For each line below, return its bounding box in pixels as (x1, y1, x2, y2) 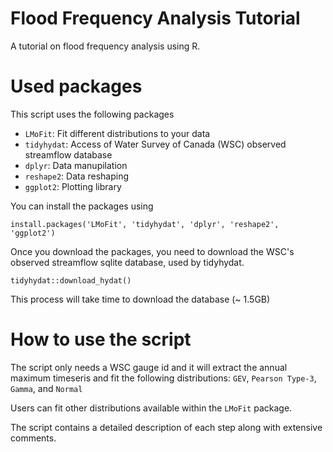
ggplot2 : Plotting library (24, 180, 122, 192)
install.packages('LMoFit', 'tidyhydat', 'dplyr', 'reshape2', (10, 219, 280, 229)
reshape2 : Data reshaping (24, 170, 130, 182)
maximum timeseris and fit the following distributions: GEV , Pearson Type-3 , (10, 372, 317, 384)
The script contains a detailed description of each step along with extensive (10, 421, 323, 433)
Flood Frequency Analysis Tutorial (10, 7, 301, 30)
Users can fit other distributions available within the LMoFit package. (10, 402, 293, 414)
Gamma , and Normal (10, 382, 83, 394)
